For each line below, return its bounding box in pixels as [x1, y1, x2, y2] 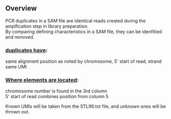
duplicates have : [5, 46, 48, 54]
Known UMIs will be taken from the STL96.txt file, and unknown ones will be [5, 103, 166, 109]
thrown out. [5, 109, 30, 115]
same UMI [5, 64, 27, 70]
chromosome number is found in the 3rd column [5, 88, 108, 94]
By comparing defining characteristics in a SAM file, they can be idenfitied [5, 28, 162, 35]
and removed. [5, 34, 35, 40]
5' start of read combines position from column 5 [5, 93, 109, 100]
